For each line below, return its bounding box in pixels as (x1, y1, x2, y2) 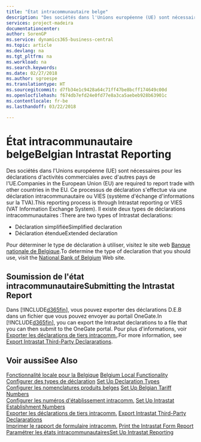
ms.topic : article (6, 43, 52, 49)
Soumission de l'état (6, 271, 84, 282)
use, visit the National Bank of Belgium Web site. (6, 254, 126, 261)
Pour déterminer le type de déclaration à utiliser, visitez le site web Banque (6, 241, 190, 249)
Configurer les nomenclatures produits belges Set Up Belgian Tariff (6, 384, 172, 392)
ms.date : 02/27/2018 (6, 70, 58, 76)
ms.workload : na (6, 59, 47, 65)
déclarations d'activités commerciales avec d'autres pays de (6, 173, 156, 181)
